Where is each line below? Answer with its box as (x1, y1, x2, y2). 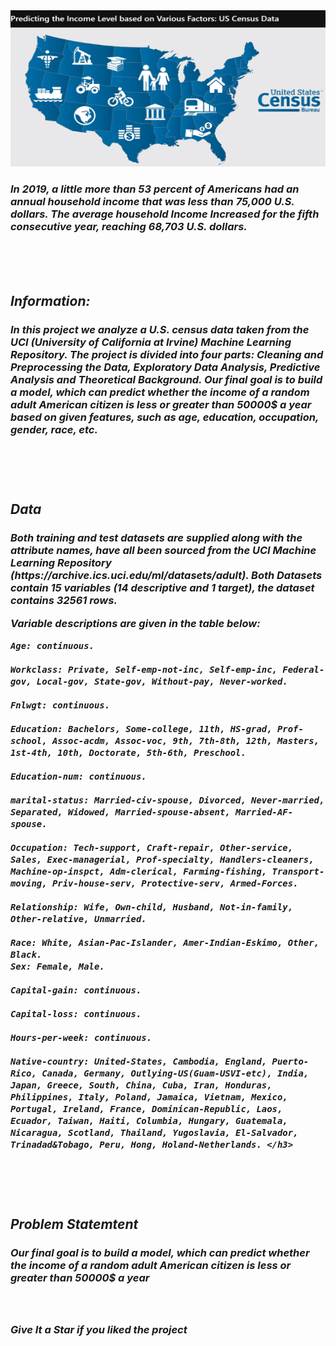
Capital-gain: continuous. (10, 985, 142, 996)
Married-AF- (235, 807, 294, 818)
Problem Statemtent (10, 1215, 139, 1233)
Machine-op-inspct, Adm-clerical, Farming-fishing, (10, 866, 268, 878)
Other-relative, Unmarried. (10, 914, 147, 925)
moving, (10, 878, 48, 889)
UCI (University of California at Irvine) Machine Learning (10, 335, 292, 349)
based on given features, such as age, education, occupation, (10, 410, 320, 424)
